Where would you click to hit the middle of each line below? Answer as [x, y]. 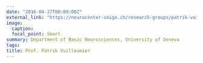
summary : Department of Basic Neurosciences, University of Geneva [93, 40]
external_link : [25, 17]
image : [14, 23]
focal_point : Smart [36, 34]
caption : [23, 28]
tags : [13, 46]
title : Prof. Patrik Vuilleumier [48, 51]
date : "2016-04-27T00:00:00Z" [44, 12]
